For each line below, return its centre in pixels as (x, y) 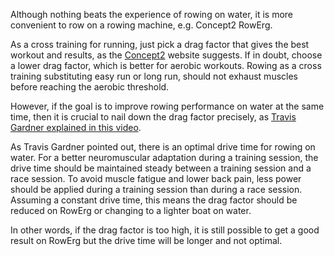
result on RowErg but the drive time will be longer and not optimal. (146, 240)
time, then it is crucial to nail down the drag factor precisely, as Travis (153, 117)
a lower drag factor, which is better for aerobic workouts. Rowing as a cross (166, 65)
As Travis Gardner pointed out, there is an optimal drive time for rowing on (163, 147)
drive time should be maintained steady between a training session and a (161, 168)
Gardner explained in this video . (76, 127)
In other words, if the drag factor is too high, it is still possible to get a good (165, 230)
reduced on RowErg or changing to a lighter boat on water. (131, 210)
